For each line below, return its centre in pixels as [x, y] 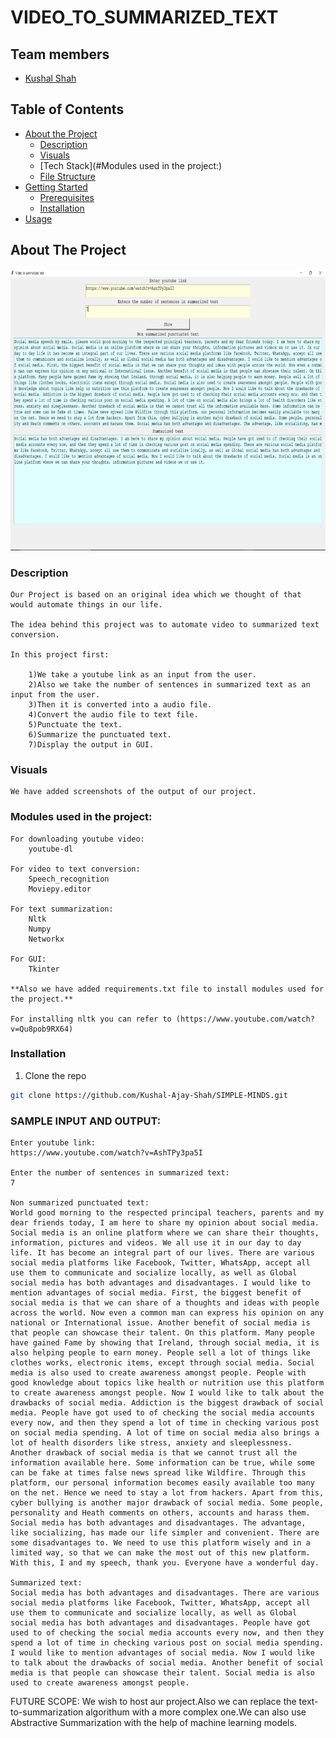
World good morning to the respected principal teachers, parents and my [167, 1212]
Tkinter [44, 969]
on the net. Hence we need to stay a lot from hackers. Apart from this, [167, 1492]
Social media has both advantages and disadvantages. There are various [165, 1592]
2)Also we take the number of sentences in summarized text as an [169, 684]
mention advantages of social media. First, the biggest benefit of [156, 1292]
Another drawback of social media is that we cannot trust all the [154, 1452]
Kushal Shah [50, 78]
